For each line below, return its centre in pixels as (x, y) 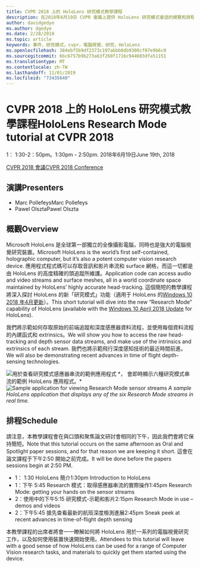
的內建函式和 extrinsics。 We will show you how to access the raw (87, 335)
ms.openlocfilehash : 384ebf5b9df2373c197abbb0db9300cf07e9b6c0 (86, 51)
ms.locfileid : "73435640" (38, 78)
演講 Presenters (35, 188)
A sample (180, 388)
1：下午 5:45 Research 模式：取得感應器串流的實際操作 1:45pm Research (103, 485)
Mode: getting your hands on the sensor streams (75, 491)
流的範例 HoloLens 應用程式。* (44, 381)
